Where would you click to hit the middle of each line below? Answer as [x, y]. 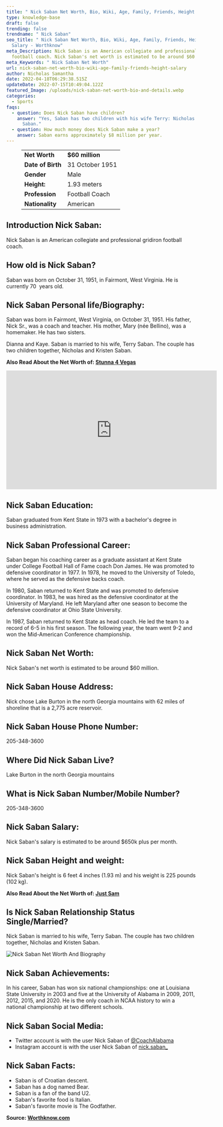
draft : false [23, 23]
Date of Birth [43, 165]
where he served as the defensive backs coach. [66, 579]
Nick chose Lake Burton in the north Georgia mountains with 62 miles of [95, 701]
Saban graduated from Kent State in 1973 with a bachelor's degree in [92, 520]
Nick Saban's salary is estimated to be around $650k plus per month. [92, 842]
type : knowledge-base [33, 17]
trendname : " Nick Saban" [38, 34]
